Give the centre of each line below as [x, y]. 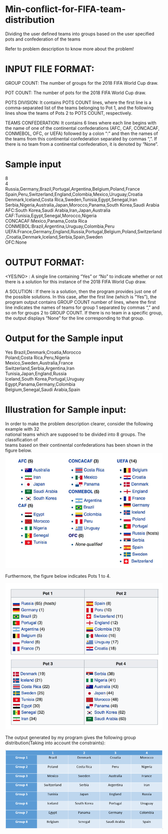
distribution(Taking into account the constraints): [55, 743]
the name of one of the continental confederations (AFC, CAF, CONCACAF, [82, 128]
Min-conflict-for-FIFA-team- [65, 9]
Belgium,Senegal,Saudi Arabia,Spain [43, 389]
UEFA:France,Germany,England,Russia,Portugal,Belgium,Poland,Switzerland [83, 231]
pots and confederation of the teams [43, 39]
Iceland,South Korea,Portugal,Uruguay [45, 379]
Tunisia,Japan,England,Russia [36, 373]
